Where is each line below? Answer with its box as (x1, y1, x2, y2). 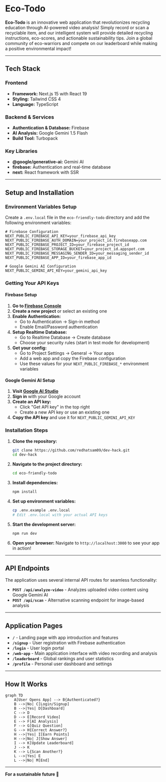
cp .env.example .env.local (12, 508, 70, 513)
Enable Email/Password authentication (19, 324, 98, 330)
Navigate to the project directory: (12, 461, 83, 467)
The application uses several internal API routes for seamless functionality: (5, 577, 157, 583)
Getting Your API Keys (5, 279, 59, 286)
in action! (12, 545, 31, 551)
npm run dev (12, 531, 37, 536)
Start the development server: (12, 521, 76, 527)
